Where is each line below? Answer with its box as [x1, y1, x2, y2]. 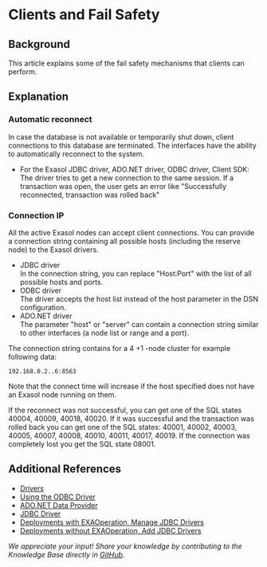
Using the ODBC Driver [19, 492, 96, 502]
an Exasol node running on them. [8, 389, 117, 400]
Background [8, 37, 70, 51]
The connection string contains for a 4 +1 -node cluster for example [8, 343, 231, 352]
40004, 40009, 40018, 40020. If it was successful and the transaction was [8, 413, 255, 423]
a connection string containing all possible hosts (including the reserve [8, 236, 241, 246]
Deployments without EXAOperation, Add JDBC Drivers [19, 526, 202, 535]
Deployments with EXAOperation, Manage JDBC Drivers [19, 517, 205, 527]
